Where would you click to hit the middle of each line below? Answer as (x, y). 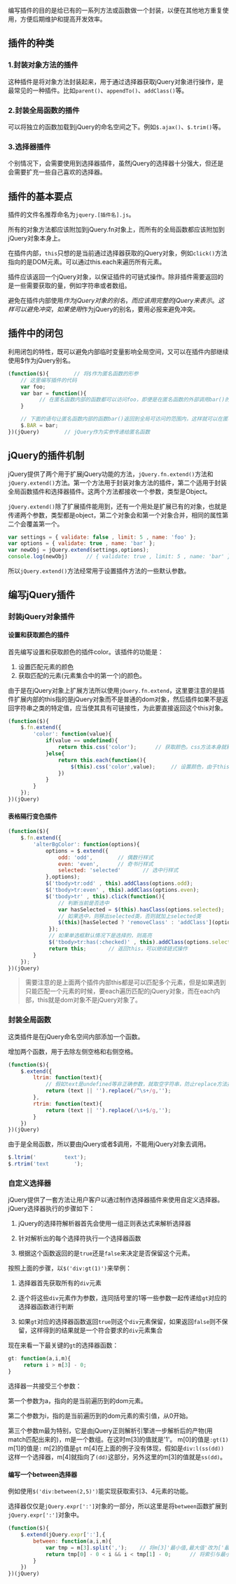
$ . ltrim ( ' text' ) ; (47, 1158)
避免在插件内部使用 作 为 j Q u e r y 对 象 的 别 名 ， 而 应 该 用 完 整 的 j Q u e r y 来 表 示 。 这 (116, 301)
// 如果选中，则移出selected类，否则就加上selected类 (130, 916)
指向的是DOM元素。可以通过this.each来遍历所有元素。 (87, 262)
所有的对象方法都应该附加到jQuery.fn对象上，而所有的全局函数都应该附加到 (116, 229)
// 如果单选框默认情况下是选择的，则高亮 (100, 936)
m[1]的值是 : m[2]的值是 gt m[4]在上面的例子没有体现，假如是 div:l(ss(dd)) (116, 1448)
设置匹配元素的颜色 (46, 666)
